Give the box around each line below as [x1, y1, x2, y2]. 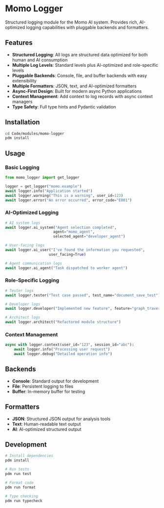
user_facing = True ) [48, 252, 86, 257]
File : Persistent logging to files [12, 383, 74, 389]
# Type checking [5, 494, 38, 499]
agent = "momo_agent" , [53, 229, 95, 235]
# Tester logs [5, 288, 34, 293]
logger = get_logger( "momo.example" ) [5, 184, 82, 189]
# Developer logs [5, 301, 41, 307]
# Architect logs [5, 315, 41, 320]
